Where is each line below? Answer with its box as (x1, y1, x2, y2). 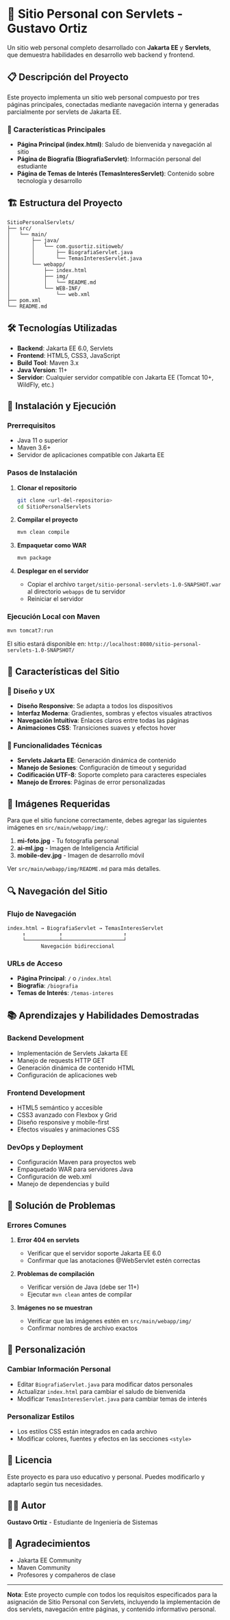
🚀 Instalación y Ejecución (7, 400, 116, 412)
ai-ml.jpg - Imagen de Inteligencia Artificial (16, 844, 139, 852)
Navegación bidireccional (40, 942, 115, 950)
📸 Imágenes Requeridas (7, 798, 111, 809)
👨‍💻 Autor (7, 1500, 47, 1512)
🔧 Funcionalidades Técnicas (7, 740, 103, 750)
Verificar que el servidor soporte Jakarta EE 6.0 (27, 1249, 162, 1257)
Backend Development (7, 1033, 84, 1043)
